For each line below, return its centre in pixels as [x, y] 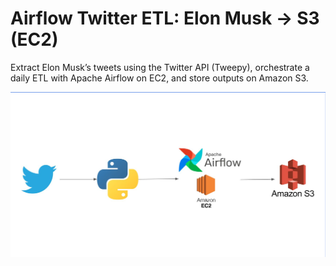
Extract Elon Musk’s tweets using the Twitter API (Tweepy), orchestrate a [160, 67]
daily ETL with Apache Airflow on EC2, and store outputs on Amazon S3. [159, 78]
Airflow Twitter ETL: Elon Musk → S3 [165, 18]
